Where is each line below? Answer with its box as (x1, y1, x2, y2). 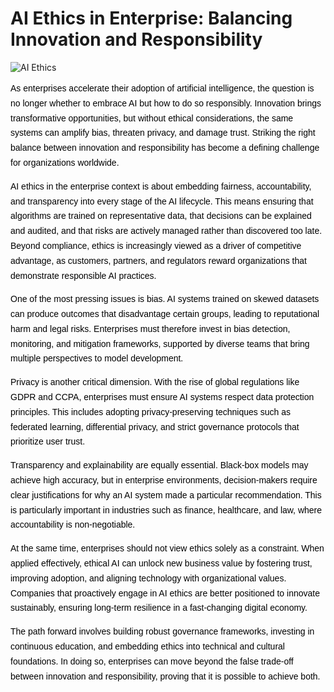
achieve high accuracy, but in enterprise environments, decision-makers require (10, 475, 318, 486)
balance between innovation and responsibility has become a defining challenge (10, 142, 320, 154)
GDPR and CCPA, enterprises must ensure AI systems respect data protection (10, 392, 315, 403)
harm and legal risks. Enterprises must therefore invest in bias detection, (10, 323, 291, 334)
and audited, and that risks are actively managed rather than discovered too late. (10, 225, 323, 237)
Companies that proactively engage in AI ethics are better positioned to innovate (10, 587, 320, 599)
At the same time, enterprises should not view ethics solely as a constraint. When (10, 543, 325, 554)
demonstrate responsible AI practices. (10, 270, 157, 281)
